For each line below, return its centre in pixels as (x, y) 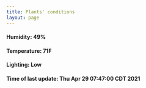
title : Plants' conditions (41, 12)
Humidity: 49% (26, 37)
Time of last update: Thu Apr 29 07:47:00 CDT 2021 (73, 78)
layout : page (23, 18)
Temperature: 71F (29, 51)
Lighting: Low (24, 65)
